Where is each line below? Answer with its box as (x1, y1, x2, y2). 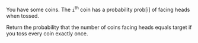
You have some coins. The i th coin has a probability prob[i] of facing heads (6, 5, 190, 13)
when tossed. (6, 12, 40, 19)
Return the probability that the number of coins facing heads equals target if (6, 24, 192, 31)
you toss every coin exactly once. (6, 29, 88, 37)
